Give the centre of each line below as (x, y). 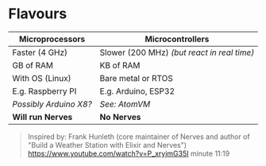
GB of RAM (33, 65)
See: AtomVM (125, 104)
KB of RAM (120, 65)
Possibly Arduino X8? (52, 104)
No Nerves (120, 117)
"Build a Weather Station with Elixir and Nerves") (107, 145)
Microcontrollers (177, 39)
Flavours (38, 14)
